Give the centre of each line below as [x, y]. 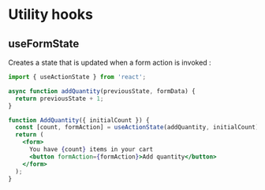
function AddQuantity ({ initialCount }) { [79, 120]
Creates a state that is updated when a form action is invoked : [110, 62]
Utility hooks [50, 15]
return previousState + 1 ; [60, 99]
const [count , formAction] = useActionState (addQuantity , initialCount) [137, 128]
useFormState [44, 44]
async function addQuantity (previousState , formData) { [102, 91]
